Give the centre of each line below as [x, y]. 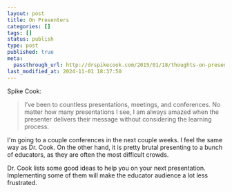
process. [37, 126]
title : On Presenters [38, 20]
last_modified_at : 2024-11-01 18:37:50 [65, 71]
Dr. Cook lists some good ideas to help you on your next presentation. [106, 168]
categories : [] [29, 26]
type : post [23, 46]
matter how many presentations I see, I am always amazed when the [122, 112]
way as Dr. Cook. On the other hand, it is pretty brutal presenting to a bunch [115, 147]
